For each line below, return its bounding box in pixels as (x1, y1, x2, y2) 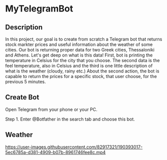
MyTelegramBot (5, 3, 74, 14)
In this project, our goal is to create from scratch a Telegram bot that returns (5, 36, 162, 42)
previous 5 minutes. (5, 78, 46, 84)
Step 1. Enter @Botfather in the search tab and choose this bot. (5, 116, 135, 122)
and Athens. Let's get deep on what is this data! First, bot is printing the (5, 52, 153, 58)
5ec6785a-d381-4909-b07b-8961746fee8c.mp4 (5, 149, 106, 155)
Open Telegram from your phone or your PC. (5, 106, 98, 112)
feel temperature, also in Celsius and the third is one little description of (5, 63, 153, 68)
